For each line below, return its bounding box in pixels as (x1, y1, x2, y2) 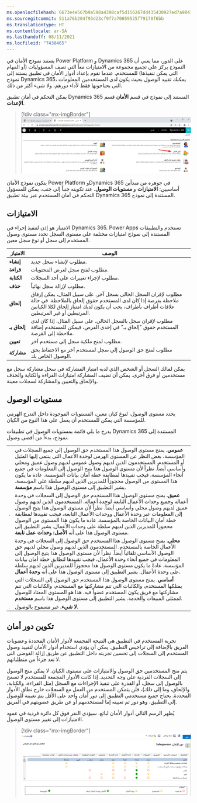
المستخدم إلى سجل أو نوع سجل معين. (6, 237, 90, 244)
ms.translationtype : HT (6, 22, 65, 27)
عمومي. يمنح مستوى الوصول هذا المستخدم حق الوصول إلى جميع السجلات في (15, 446, 184, 453)
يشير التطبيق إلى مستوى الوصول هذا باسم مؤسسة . (15, 483, 126, 491)
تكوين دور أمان (6, 622, 54, 632)
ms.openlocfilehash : (6, 9, 57, 15)
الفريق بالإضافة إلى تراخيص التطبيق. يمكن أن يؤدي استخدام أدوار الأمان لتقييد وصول (6, 643, 189, 650)
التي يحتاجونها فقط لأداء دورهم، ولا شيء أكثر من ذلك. (6, 82, 122, 89)
